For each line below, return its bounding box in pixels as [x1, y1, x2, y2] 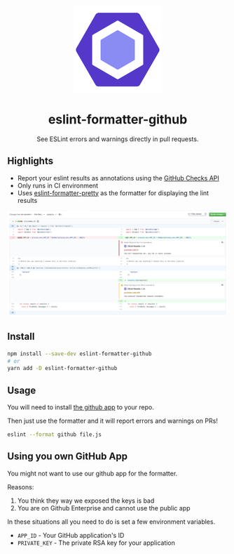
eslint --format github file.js [7, 431, 102, 438]
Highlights [7, 155, 54, 167]
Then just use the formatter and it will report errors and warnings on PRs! [7, 416, 219, 426]
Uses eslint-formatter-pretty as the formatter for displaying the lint [17, 188, 209, 197]
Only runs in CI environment [17, 181, 99, 190]
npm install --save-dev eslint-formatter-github [7, 350, 152, 357]
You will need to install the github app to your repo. [7, 403, 154, 411]
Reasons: [7, 482, 34, 491]
